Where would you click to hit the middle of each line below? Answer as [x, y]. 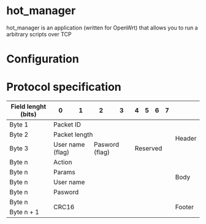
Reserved [148, 149]
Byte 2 [19, 134]
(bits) [29, 114]
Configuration [43, 59]
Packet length [73, 134]
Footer [185, 207]
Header [186, 139]
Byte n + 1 [25, 212]
